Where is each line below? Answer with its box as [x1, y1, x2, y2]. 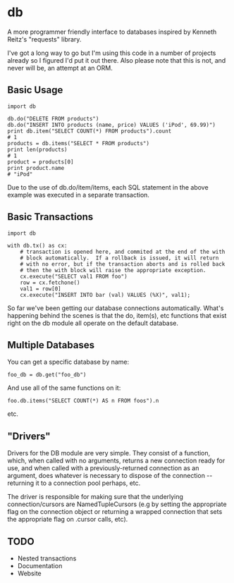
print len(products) [7, 146, 68, 153]
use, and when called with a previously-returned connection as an [7, 464, 199, 472]
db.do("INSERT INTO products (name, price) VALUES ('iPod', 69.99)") [7, 121, 216, 128]
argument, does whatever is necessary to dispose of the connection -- [7, 472, 213, 480]
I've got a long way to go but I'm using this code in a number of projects [7, 49, 216, 57]
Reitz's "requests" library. [7, 35, 82, 43]
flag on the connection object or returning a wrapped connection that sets [7, 508, 223, 516]
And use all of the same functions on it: [7, 383, 121, 392]
